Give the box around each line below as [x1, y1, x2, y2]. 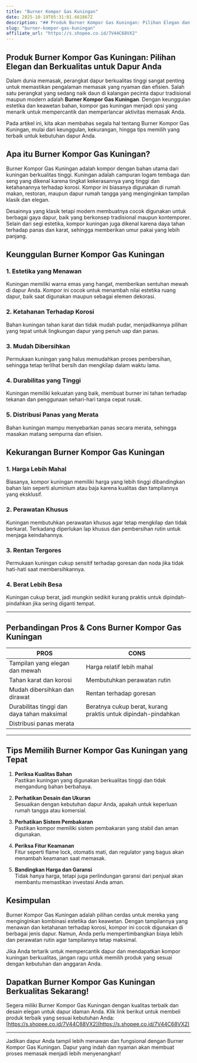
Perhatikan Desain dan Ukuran [14, 794, 91, 801]
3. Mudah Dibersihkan [6, 342, 70, 350]
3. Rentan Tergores [6, 546, 62, 554]
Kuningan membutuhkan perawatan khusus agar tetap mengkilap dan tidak [6, 519, 188, 526]
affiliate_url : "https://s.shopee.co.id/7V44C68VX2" [6, 31, 138, 36]
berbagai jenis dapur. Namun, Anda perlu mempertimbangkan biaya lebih [6, 930, 183, 937]
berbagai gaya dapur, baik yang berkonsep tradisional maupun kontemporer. [6, 214, 191, 221]
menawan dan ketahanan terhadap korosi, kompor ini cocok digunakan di [6, 924, 184, 931]
